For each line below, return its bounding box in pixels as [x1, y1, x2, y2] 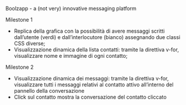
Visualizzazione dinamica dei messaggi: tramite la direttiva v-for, [13, 75, 169, 82]
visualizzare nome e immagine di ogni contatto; [13, 52, 128, 59]
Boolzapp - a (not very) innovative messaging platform [5, 5, 136, 12]
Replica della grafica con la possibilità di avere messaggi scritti [13, 27, 165, 34]
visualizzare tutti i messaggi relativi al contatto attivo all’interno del [13, 81, 174, 88]
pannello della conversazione [13, 87, 85, 94]
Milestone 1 [5, 16, 33, 23]
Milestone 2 [5, 64, 34, 71]
